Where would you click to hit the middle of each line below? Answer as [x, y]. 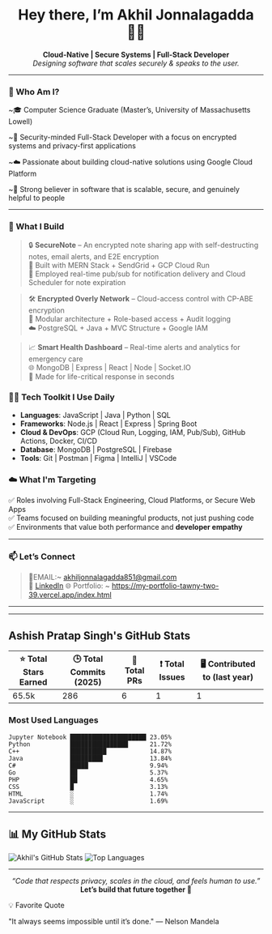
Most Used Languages [53, 720]
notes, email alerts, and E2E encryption [93, 256]
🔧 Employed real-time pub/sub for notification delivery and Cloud [137, 274]
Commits [88, 672]
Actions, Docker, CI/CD [59, 441]
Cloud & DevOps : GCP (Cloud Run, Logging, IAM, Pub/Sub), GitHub [133, 432]
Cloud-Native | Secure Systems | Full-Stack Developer [136, 54]
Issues [172, 677]
